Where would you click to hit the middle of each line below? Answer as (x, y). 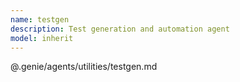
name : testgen (40, 19)
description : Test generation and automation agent (120, 29)
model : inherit (42, 38)
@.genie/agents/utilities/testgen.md (84, 67)
